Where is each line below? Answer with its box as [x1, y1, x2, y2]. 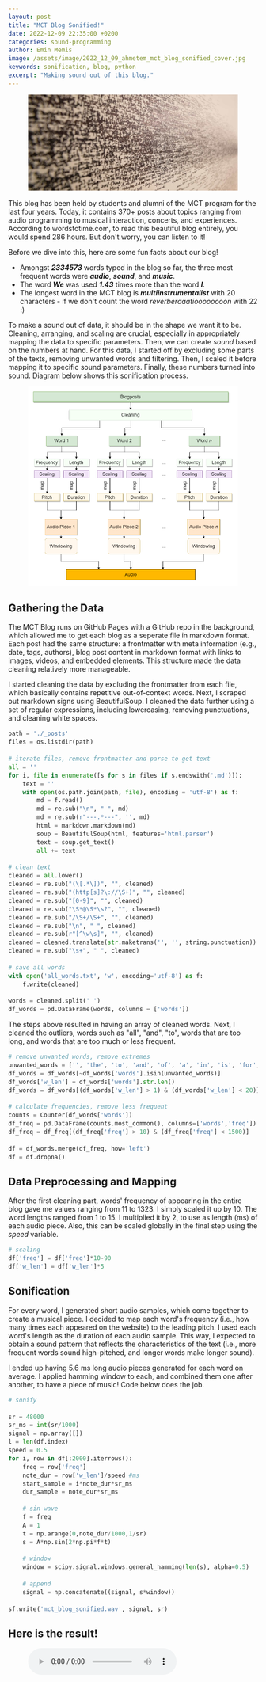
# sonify [8, 1396, 37, 1404]
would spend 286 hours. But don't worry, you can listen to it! [8, 232, 206, 242]
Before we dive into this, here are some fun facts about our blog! [8, 247, 219, 257]
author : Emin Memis [8, 46, 73, 55]
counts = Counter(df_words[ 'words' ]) [8, 1111, 133, 1120]
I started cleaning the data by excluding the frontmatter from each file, [8, 679, 237, 689]
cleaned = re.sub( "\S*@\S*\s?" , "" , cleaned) [8, 905, 161, 913]
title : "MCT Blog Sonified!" [8, 21, 104, 29]
